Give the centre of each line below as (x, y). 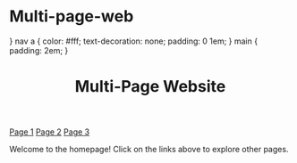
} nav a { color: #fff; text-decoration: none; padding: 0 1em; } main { (133, 41)
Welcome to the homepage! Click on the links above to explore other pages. (149, 150)
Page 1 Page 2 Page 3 (50, 132)
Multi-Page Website (150, 87)
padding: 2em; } (39, 50)
